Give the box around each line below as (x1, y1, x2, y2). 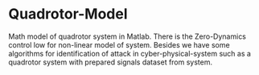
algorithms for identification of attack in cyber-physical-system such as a (8, 48, 252, 58)
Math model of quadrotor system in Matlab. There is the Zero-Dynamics (8, 31, 247, 41)
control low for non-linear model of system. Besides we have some (8, 40, 231, 49)
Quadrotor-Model (8, 5, 128, 23)
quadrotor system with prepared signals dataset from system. (8, 57, 213, 67)
